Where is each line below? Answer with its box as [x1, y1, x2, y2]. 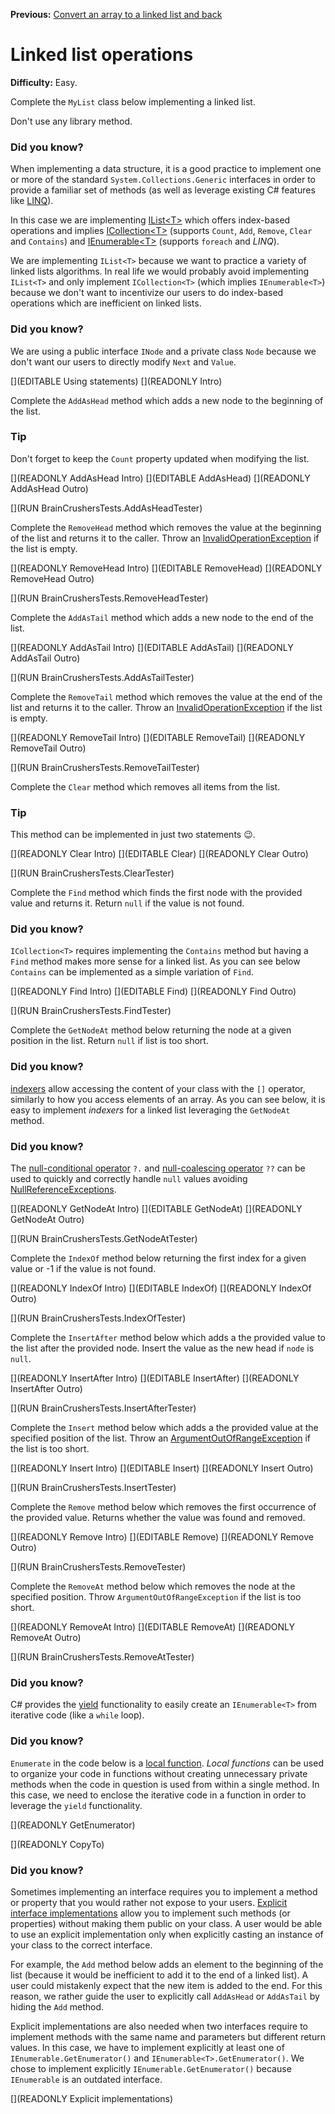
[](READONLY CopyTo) [10, 1838, 105, 1850]
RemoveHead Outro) [10, 572, 95, 584]
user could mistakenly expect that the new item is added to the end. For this [10, 1979, 323, 1991]
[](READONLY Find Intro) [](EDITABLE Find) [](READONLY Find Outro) [10, 985, 297, 998]
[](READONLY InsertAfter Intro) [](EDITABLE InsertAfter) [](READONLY [10, 1372, 300, 1384]
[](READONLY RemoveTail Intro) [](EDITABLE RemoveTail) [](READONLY [10, 731, 306, 743]
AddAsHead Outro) [10, 482, 89, 494]
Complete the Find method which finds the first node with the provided [10, 887, 303, 899]
